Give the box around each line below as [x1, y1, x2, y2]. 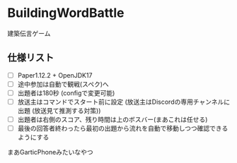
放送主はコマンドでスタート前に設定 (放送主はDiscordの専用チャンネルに [17, 97, 231, 106]
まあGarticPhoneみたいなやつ [7, 148, 93, 157]
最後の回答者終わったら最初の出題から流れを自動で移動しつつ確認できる [17, 124, 229, 133]
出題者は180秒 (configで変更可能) [17, 88, 115, 97]
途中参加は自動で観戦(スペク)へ [17, 80, 110, 88]
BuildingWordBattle [7, 5, 125, 21]
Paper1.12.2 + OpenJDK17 [17, 71, 93, 79]
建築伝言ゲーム [7, 29, 51, 37]
